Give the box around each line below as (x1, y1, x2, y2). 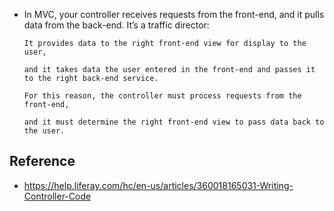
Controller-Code (23, 190, 92, 202)
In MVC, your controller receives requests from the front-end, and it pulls (23, 9, 325, 20)
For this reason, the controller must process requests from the (23, 91, 302, 101)
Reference (9, 153, 76, 170)
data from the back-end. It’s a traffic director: (23, 19, 210, 31)
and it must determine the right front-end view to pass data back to (23, 117, 325, 127)
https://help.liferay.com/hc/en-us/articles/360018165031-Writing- (23, 179, 294, 191)
